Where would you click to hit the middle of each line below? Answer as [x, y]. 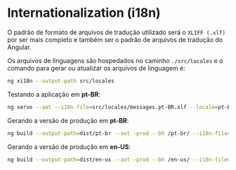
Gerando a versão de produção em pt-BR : [68, 120]
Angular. [19, 47]
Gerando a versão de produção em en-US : [69, 147]
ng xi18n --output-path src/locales [61, 81]
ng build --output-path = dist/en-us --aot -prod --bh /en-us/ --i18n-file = [119, 160]
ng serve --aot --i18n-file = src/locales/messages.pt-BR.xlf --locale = [113, 107]
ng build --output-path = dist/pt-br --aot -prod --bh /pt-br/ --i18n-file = [119, 133]
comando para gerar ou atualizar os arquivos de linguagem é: [96, 68]
